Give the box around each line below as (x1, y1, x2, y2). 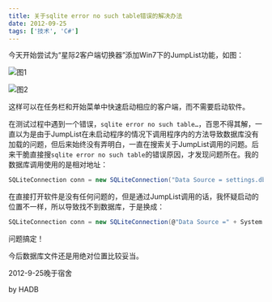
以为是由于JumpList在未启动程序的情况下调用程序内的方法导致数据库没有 (15, 129, 259, 139)
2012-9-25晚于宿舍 (8, 269, 73, 278)
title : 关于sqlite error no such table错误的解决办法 (8, 11, 183, 20)
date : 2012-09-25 (8, 19, 67, 28)
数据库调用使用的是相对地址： (8, 160, 108, 170)
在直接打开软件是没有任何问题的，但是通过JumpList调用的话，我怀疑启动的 (8, 192, 259, 201)
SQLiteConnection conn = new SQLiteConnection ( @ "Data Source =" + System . (8, 218, 266, 226)
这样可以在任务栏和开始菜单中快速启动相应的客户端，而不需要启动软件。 (8, 102, 249, 112)
